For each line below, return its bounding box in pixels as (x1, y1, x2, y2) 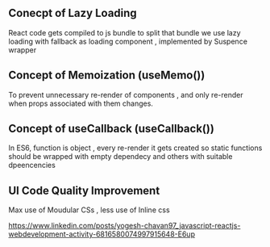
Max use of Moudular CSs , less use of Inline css (8, 205, 171, 215)
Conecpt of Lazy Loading (8, 6, 137, 20)
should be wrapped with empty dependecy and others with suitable (8, 152, 233, 161)
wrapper (8, 44, 37, 55)
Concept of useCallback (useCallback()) (8, 122, 215, 136)
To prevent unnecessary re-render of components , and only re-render (8, 90, 243, 99)
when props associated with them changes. (8, 98, 153, 108)
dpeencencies (8, 161, 56, 170)
